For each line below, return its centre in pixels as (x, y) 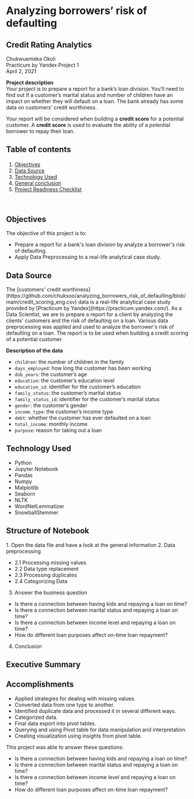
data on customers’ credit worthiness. (52, 107)
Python (23, 463)
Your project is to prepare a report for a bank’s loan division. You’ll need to (95, 89)
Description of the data (34, 351)
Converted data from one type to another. (64, 705)
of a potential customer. (34, 339)
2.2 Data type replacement (47, 569)
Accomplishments (40, 685)
